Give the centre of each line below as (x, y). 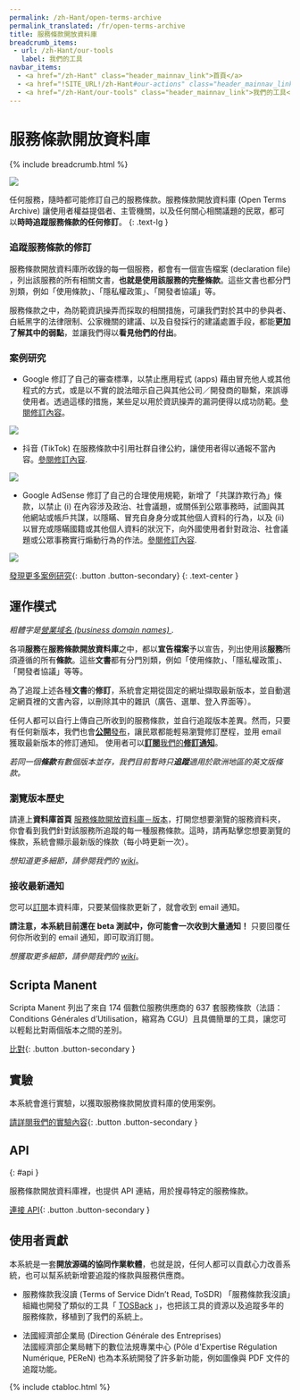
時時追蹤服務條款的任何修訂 (68, 222)
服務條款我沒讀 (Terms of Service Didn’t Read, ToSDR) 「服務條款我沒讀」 (156, 1294)
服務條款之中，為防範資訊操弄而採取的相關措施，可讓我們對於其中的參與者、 (150, 310)
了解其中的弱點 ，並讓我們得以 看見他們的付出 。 (95, 333)
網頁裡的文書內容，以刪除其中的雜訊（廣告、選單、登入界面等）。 (136, 701)
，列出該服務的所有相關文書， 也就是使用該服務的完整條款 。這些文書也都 (142, 280)
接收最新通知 (37, 886)
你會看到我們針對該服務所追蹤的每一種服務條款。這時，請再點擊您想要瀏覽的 (150, 831)
